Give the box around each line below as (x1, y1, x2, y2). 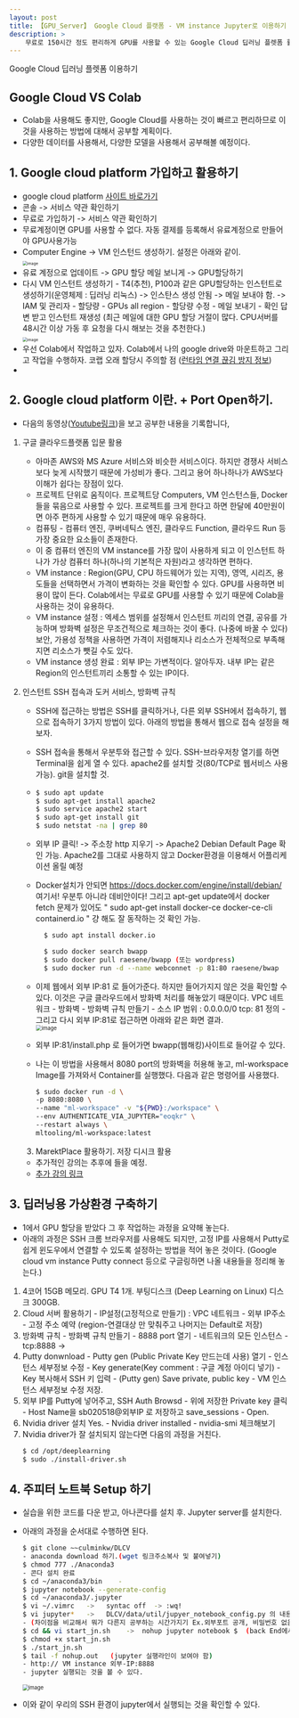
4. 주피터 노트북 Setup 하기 (9, 1481, 151, 1497)
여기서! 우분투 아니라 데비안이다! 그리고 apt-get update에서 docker (35, 891, 271, 902)
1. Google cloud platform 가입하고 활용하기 (9, 166, 238, 181)
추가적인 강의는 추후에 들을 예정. (35, 1157, 148, 1167)
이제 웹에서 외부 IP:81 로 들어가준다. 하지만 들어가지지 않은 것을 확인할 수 (35, 981, 287, 992)
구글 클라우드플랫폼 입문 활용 (21, 437, 123, 447)
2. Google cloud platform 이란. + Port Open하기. (9, 393, 274, 408)
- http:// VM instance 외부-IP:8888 (21, 1659, 155, 1669)
